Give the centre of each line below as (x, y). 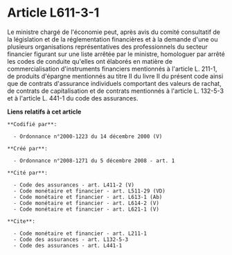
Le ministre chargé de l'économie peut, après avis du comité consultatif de (114, 32)
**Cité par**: (28, 173)
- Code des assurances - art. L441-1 (68, 245)
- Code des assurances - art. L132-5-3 (71, 239)
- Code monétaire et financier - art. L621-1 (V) (86, 209)
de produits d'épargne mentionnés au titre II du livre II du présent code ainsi (115, 76)
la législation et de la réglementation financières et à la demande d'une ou (113, 39)
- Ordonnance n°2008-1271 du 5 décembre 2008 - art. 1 (94, 161)
